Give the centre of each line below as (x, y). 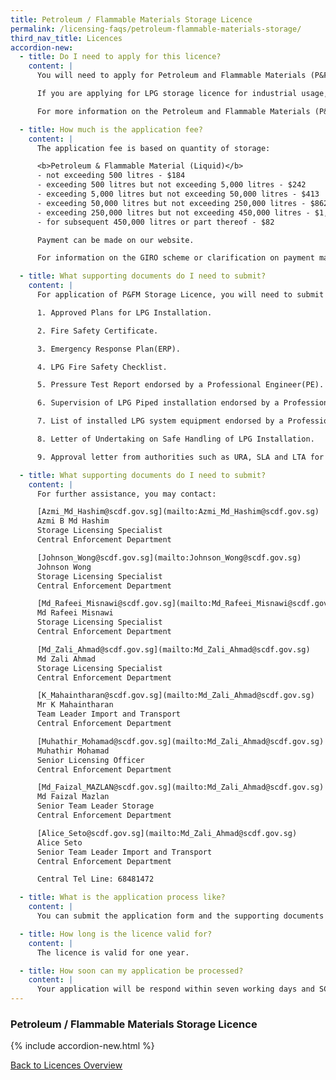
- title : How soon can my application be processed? (131, 971)
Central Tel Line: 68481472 (95, 879)
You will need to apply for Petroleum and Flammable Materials (171, 76)
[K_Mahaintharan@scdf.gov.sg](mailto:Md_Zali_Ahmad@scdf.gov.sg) (175, 696)
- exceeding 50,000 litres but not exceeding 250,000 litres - (171, 203)
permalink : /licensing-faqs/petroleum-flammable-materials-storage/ (156, 29)
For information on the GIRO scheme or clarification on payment (175, 258)
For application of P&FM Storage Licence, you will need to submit (180, 295)
